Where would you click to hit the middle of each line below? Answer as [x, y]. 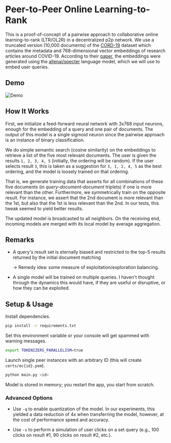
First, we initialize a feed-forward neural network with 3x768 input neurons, [84, 124]
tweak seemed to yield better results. [44, 208]
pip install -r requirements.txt [41, 326]
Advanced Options [29, 398]
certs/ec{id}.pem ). [25, 365]
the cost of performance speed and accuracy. [61, 420]
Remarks [20, 240]
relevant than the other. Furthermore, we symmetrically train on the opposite [86, 192]
